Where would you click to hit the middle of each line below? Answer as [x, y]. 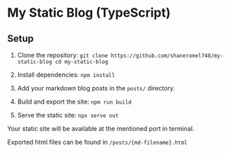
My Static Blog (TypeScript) [89, 13]
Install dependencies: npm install [66, 75]
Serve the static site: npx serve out [68, 115]
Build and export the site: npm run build [75, 102]
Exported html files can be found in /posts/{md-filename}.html [98, 142]
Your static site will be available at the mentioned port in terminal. [101, 129]
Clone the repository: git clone [62, 55]
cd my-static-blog [82, 62]
